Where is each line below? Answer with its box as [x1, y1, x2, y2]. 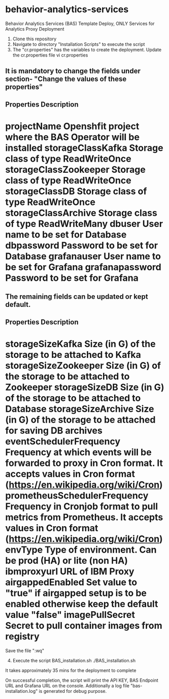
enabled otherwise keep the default [5, 598, 158, 610]
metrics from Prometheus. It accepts [5, 511, 163, 523]
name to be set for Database [5, 228, 127, 240]
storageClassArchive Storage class [5, 207, 157, 219]
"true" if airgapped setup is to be [5, 587, 147, 599]
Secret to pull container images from [5, 619, 162, 631]
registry [5, 631, 40, 642]
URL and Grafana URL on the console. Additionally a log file [5, 682, 129, 689]
